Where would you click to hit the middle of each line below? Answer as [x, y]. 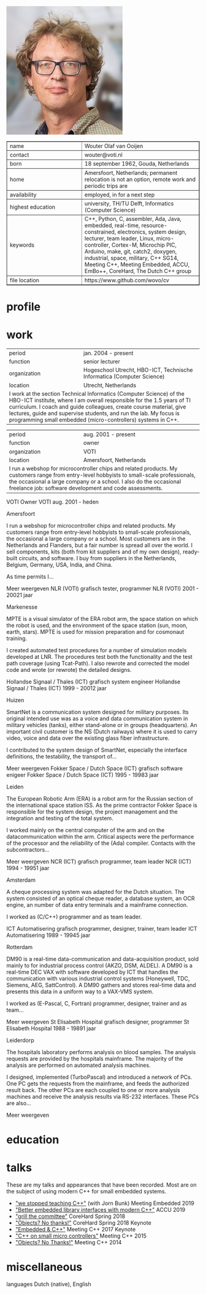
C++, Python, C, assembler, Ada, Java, [133, 219]
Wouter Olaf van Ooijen [114, 146]
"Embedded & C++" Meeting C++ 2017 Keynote [75, 1229]
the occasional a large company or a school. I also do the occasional [95, 482]
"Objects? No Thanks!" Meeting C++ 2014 [68, 1242]
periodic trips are [106, 186]
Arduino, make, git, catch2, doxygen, [131, 252]
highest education [33, 207]
